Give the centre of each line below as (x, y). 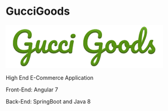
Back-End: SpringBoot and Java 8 (48, 101)
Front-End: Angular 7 (32, 90)
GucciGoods (38, 11)
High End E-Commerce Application (50, 77)
